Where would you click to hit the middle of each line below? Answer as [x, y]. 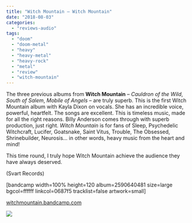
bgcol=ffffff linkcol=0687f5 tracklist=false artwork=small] [76, 191]
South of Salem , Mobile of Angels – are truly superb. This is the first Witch [96, 100]
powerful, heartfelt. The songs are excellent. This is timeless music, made [96, 113]
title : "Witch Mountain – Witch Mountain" [59, 12]
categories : [21, 22]
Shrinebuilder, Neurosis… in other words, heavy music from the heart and [95, 138]
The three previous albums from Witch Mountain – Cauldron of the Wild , [95, 94]
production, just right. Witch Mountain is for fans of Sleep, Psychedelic [92, 126]
